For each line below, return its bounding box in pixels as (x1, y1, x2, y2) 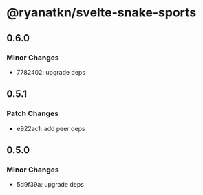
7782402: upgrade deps (16, 68, 86, 76)
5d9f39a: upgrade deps (16, 181, 84, 189)
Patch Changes (6, 108, 59, 118)
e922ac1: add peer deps (16, 124, 85, 133)
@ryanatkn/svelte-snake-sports (6, 5, 197, 21)
